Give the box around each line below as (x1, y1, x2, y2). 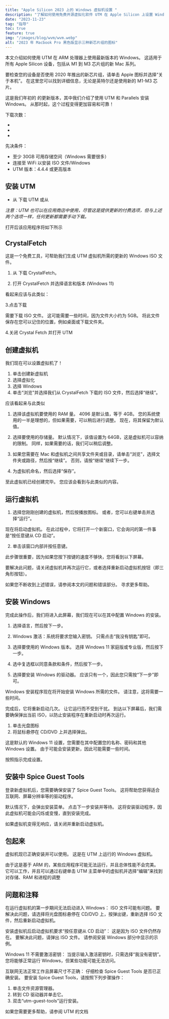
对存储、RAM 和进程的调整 (5, 874, 61, 880)
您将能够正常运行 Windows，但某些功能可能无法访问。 (5, 958, 118, 964)
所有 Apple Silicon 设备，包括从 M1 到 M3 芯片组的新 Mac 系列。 (5, 61, 139, 67)
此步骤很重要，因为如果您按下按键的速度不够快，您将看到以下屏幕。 (5, 554, 146, 560)
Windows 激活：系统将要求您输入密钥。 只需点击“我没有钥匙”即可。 (12, 633, 153, 639)
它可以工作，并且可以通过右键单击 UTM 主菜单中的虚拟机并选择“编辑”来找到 (5, 868, 163, 874)
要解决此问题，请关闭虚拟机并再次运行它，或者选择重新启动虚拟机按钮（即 (5, 565, 159, 571)
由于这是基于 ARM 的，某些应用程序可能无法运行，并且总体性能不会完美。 (5, 862, 159, 868)
